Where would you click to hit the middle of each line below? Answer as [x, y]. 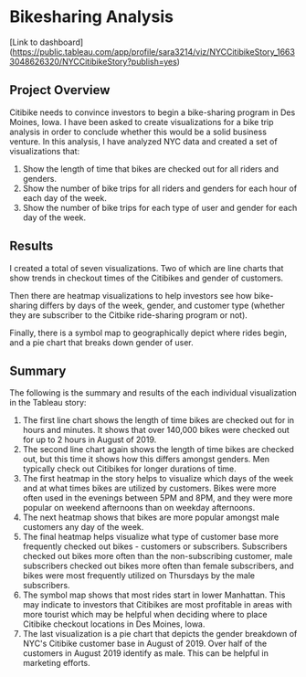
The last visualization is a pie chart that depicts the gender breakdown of [160, 634]
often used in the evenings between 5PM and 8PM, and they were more [158, 498]
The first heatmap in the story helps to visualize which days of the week [158, 479]
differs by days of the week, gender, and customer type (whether [163, 305]
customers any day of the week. [83, 527]
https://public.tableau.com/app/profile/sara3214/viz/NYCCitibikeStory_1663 [153, 51]
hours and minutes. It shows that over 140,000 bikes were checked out [156, 430]
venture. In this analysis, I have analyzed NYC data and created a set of [143, 141]
